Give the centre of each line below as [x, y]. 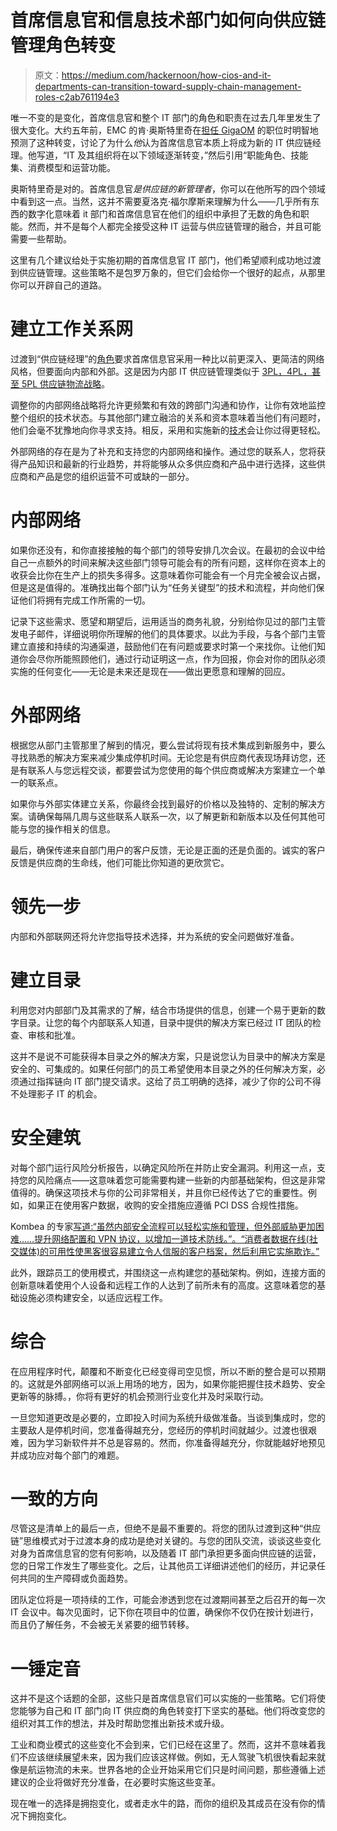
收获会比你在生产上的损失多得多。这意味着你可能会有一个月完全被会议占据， [168, 575]
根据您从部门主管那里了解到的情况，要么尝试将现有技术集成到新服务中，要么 [168, 745]
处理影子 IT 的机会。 [60, 1093]
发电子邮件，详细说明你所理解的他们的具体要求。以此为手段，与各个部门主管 [168, 633]
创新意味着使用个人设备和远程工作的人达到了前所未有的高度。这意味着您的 [163, 1285]
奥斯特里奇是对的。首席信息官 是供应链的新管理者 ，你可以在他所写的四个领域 [168, 188]
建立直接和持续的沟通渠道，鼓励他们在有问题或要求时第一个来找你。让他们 [163, 646]
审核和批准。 [54, 1035]
